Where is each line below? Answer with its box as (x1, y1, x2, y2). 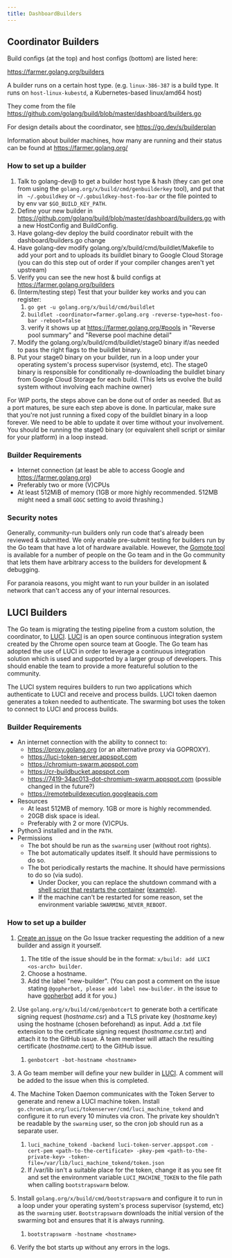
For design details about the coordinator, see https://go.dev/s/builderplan (7, 123, 216, 131)
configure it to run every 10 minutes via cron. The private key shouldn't (17, 1111, 220, 1120)
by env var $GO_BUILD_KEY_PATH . (17, 199, 107, 207)
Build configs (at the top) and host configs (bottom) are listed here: (7, 54, 198, 63)
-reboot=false (40, 317, 81, 324)
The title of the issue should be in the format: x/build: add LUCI (27, 954, 211, 963)
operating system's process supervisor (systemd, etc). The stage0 (17, 360, 208, 368)
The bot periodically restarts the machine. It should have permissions (27, 863, 226, 872)
